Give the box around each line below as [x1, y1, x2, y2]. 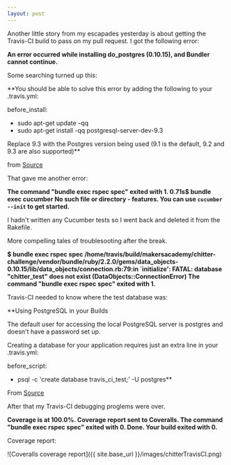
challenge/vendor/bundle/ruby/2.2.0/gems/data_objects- [7, 257, 179, 266]
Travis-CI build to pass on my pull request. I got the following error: [7, 36, 200, 45]
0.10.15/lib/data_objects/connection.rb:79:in [7, 265, 139, 273]
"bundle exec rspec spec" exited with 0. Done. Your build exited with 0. [7, 423, 218, 431]
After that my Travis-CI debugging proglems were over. [7, 402, 166, 410]
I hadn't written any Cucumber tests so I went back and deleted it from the [7, 215, 221, 224]
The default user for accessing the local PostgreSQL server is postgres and [7, 320, 223, 328]
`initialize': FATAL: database [139, 265, 223, 273]
